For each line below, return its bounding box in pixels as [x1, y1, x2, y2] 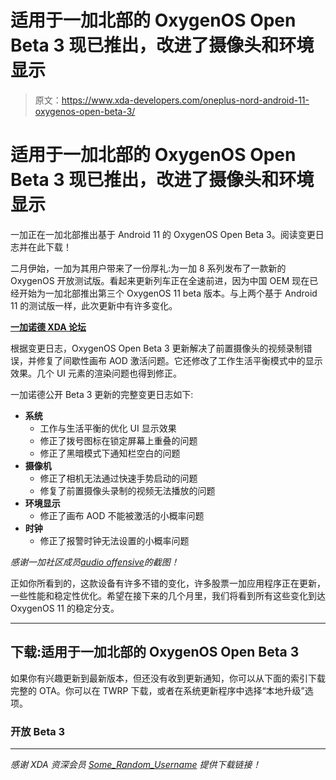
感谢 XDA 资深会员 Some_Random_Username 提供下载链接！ [10, 758, 262, 770]
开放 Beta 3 [10, 724, 66, 738]
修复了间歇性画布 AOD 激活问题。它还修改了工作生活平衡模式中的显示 [36, 354, 323, 366]
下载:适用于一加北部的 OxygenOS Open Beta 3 [10, 644, 300, 661]
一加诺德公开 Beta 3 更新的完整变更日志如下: [10, 388, 194, 400]
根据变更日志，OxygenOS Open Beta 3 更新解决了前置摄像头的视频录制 [10, 342, 304, 354]
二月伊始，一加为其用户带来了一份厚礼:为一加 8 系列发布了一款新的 [10, 262, 287, 274]
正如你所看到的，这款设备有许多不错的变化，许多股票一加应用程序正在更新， [10, 577, 326, 589]
